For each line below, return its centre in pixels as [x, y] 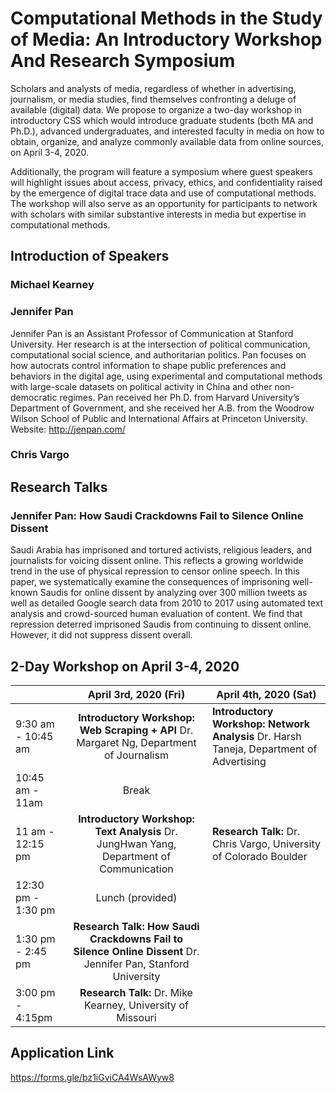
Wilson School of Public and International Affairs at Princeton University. [159, 418]
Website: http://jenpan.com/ [68, 429]
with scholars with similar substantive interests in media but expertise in [158, 214]
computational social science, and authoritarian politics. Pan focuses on [158, 354]
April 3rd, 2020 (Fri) [136, 694]
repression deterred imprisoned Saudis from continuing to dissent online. [161, 624]
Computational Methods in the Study [166, 18]
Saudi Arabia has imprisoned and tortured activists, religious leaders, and [161, 550]
